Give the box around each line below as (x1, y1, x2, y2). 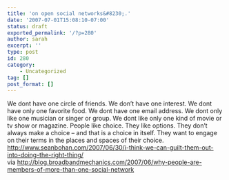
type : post (7, 49, 39, 56)
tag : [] (7, 74, 30, 81)
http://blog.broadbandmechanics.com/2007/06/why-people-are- (17, 158, 202, 166)
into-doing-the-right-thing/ (7, 151, 84, 159)
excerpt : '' (7, 42, 41, 49)
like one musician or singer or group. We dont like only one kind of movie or (7, 114, 222, 123)
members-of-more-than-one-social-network (7, 166, 135, 174)
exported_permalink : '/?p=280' (7, 29, 97, 37)
